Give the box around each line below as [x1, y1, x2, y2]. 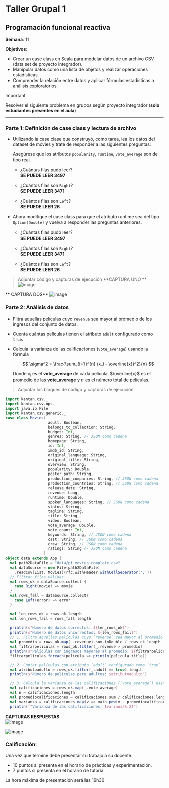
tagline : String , [48, 509, 84, 514]
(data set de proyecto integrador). [12, 61, 83, 67]
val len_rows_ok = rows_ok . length [10, 611, 82, 616]
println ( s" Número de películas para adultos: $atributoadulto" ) [10, 672, 147, 677]
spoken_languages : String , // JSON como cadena [48, 499, 150, 505]
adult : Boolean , [48, 420, 82, 425]
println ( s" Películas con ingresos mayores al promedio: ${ [10, 649, 136, 654]
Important [5, 93, 26, 98]
